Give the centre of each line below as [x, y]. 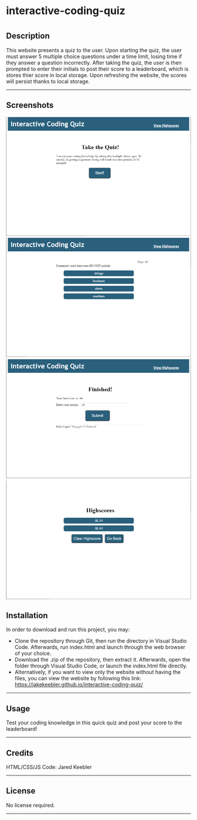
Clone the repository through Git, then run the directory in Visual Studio [101, 641]
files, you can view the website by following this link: [78, 679]
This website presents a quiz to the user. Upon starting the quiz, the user [94, 50]
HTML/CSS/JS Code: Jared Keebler [49, 767]
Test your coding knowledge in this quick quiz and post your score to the [94, 723]
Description [28, 36]
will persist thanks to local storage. [48, 81]
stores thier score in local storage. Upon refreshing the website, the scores [96, 75]
